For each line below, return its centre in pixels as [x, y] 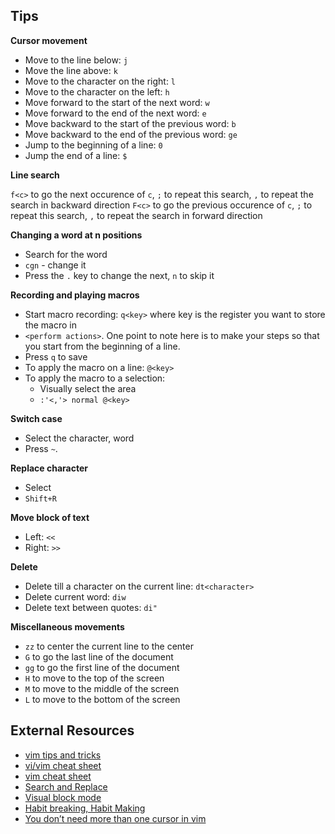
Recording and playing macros [75, 295]
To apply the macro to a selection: [95, 378]
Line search [35, 175]
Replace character [49, 468]
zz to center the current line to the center [109, 646]
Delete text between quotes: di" [91, 607]
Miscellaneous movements [67, 626]
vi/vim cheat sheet [63, 765]
